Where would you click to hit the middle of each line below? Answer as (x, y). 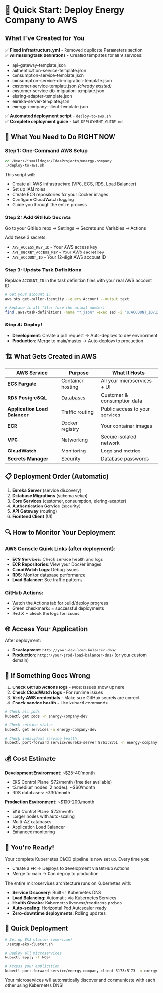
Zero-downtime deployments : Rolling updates (59, 913)
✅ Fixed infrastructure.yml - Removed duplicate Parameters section (74, 50)
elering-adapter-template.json (42, 96)
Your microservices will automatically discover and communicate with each (80, 980)
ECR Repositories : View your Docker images (57, 564)
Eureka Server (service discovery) (47, 490)
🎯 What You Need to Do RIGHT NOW (60, 137)
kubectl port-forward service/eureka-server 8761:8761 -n (65, 743)
